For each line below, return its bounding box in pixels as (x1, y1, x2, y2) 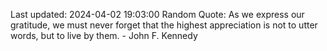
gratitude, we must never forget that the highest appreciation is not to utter (10, 19, 318, 31)
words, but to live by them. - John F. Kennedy (10, 30, 198, 41)
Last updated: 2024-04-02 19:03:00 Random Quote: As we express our (10, 9, 305, 20)
